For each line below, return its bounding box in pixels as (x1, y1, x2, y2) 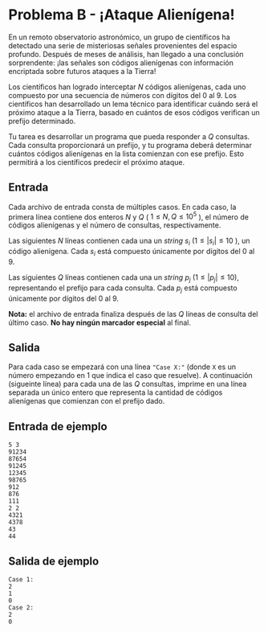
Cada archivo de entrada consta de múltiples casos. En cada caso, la (8, 202, 237, 211)
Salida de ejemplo (8, 554, 99, 568)
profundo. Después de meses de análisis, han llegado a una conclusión (8, 49, 244, 59)
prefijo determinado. (8, 116, 76, 125)
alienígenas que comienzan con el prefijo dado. (8, 396, 165, 406)
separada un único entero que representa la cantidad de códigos (8, 388, 223, 397)
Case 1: (8, 576, 35, 584)
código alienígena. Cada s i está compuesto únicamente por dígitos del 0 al (8, 247, 255, 258)
